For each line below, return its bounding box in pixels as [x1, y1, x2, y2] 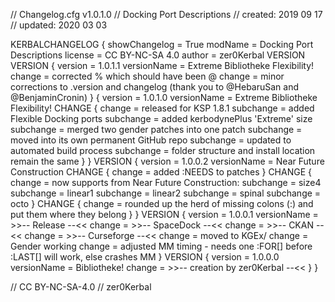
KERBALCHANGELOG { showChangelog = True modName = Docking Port [10, 39, 314, 50]
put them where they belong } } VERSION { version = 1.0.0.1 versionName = [10, 209, 319, 220]
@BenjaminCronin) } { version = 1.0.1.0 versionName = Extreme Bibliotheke [10, 92, 318, 103]
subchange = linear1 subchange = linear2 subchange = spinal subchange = [10, 187, 322, 199]
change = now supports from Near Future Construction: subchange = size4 [10, 177, 322, 188]
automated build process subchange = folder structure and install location [10, 145, 316, 156]
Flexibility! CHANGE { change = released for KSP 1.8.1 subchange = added [10, 102, 315, 114]
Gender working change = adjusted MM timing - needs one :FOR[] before [10, 240, 313, 252]
